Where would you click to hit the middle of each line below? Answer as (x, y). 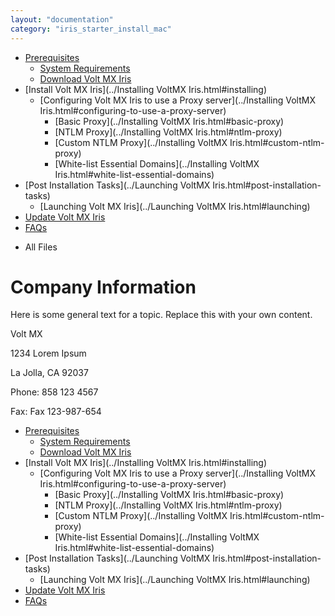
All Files (41, 247)
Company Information (103, 287)
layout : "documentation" (62, 19)
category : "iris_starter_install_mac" (91, 29)
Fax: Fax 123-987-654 (56, 412)
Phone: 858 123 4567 (54, 392)
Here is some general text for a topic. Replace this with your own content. (161, 315)
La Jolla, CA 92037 (49, 373)
